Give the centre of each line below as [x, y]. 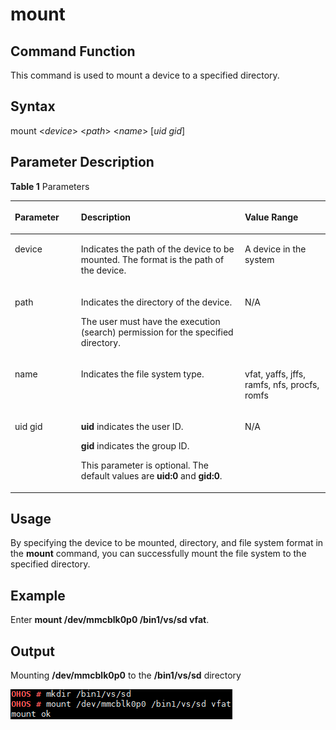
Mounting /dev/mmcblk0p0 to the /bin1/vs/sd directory [126, 675]
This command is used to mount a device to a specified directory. [145, 75]
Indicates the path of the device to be [157, 249]
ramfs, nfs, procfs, [282, 384]
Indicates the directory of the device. [156, 302]
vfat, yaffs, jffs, [275, 374]
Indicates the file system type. [142, 374]
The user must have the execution [150, 321]
